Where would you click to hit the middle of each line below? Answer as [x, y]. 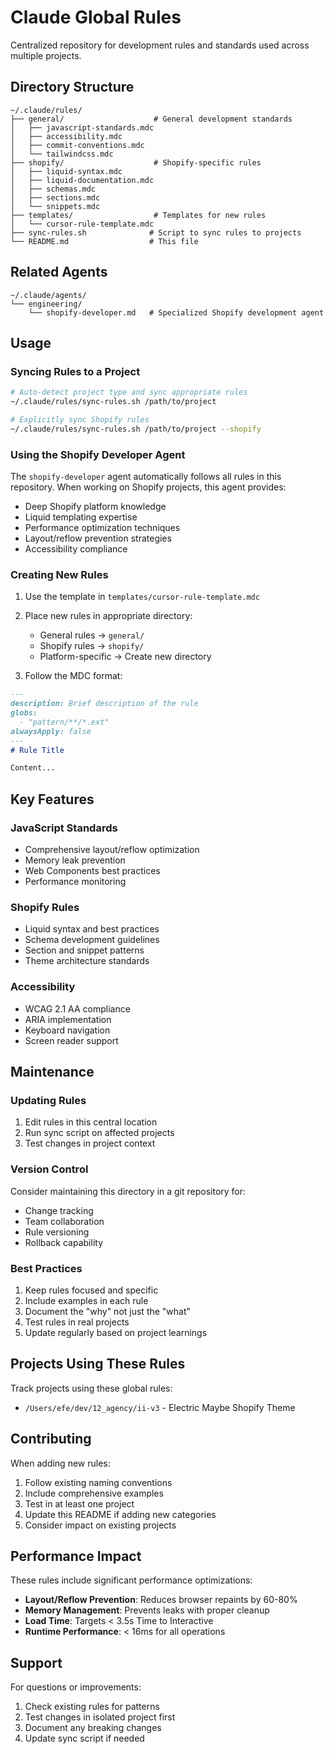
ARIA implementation [68, 1019]
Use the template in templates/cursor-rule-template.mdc [142, 597]
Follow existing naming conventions [98, 1482]
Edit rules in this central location [91, 1122]
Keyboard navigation [67, 1030]
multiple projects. [46, 55]
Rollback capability [63, 1242]
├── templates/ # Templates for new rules [138, 215]
